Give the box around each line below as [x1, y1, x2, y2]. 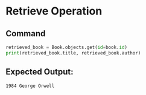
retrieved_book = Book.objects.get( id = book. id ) [5, 44, 128, 50]
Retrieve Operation [5, 4, 103, 18]
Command [5, 28, 46, 39]
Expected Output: [5, 67, 74, 77]
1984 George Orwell [5, 83, 55, 89]
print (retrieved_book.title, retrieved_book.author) [5, 50, 141, 56]
